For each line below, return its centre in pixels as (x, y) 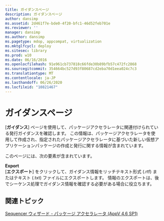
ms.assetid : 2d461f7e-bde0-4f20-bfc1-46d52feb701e (58, 23)
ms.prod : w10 (18, 55)
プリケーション (20, 146)
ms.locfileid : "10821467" (31, 87)
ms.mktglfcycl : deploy (28, 46)
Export (12, 166)
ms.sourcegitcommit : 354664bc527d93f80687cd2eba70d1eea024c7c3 (71, 69)
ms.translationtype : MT (29, 74)
